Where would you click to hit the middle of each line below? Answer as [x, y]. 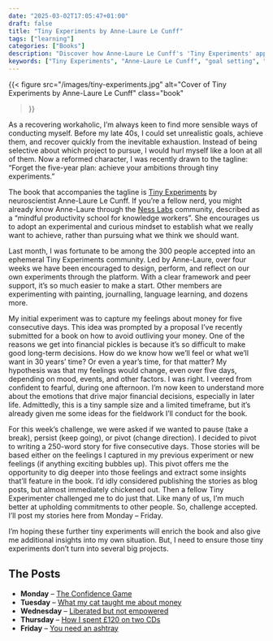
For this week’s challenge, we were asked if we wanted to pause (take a [128, 429]
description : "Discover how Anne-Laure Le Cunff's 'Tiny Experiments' [130, 54]
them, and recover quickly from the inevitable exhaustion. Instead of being [133, 141]
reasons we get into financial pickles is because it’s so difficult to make [127, 344]
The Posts [35, 574]
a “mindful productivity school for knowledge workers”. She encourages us [134, 218]
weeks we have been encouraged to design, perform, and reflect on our [129, 268]
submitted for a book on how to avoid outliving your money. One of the [127, 336]
